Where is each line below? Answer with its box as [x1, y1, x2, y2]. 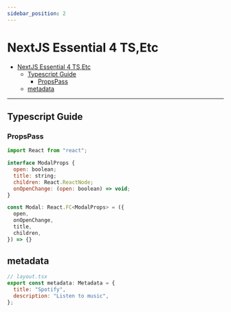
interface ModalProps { [7, 160, 76, 167]
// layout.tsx [7, 273, 48, 280]
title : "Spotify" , [13, 287, 67, 293]
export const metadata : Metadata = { [7, 280, 115, 287]
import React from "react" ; [7, 147, 88, 154]
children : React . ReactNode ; [13, 178, 94, 186]
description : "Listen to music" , [13, 293, 109, 300]
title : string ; [13, 172, 57, 179]
